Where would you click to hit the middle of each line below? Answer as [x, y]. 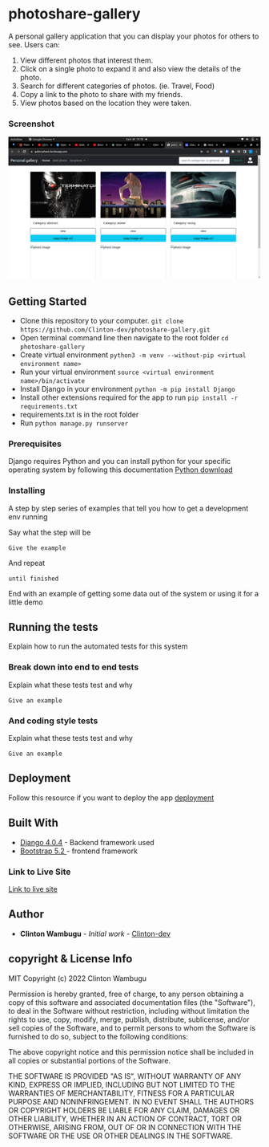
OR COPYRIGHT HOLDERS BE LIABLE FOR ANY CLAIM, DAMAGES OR [124, 1110]
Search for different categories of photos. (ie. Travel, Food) [117, 86]
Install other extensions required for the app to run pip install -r [129, 397]
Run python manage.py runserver [74, 423]
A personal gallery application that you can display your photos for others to [134, 36]
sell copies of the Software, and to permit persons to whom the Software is [132, 1027]
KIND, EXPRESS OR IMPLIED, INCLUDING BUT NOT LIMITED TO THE [122, 1084]
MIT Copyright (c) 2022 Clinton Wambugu [77, 978]
